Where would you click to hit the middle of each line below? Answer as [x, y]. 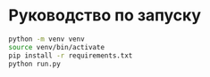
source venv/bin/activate [56, 47]
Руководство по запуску [105, 15]
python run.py [35, 64]
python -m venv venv [47, 39]
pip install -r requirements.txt [71, 55]
